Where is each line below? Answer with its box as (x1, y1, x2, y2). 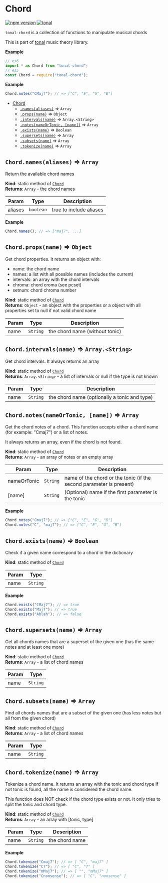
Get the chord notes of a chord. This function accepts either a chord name (5, 424, 158, 430)
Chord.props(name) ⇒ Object (5, 243, 92, 251)
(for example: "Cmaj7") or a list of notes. (5, 429, 88, 435)
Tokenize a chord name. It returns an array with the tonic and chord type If (5, 781, 158, 787)
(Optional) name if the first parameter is (64, 489, 157, 496)
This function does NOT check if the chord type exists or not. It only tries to (5, 796, 161, 802)
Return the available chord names (5, 171, 74, 177)
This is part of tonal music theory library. (5, 39, 89, 45)
